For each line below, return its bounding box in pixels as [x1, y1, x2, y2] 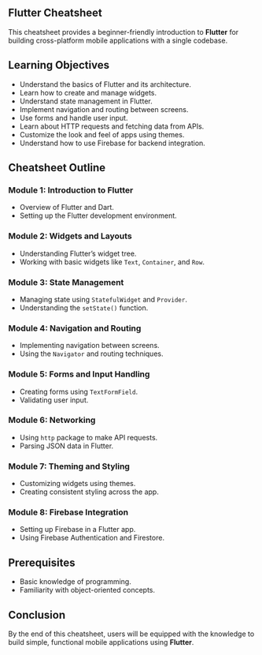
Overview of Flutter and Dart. [19, 203, 114, 212]
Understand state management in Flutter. [19, 96, 153, 106]
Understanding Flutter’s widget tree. [19, 249, 137, 258]
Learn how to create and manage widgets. [19, 88, 157, 97]
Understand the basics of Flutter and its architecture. [19, 79, 191, 89]
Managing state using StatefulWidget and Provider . [19, 294, 187, 304]
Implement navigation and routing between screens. [19, 104, 189, 114]
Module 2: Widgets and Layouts [8, 230, 132, 241]
